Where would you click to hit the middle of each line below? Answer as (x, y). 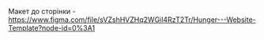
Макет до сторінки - (42, 11)
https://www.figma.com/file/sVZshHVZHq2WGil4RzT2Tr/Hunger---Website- (132, 20)
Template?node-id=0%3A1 (52, 28)
